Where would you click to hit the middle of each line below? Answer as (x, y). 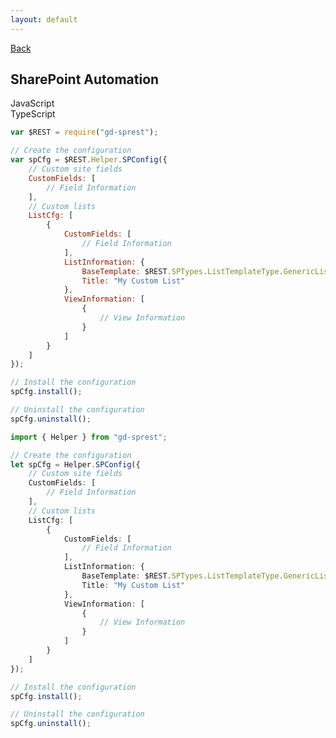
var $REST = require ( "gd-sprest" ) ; (84, 132)
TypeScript (33, 114)
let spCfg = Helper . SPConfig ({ (75, 464)
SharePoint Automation (85, 79)
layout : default (44, 19)
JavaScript (32, 103)
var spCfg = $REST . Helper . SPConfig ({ (89, 160)
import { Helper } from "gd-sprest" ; (89, 437)
